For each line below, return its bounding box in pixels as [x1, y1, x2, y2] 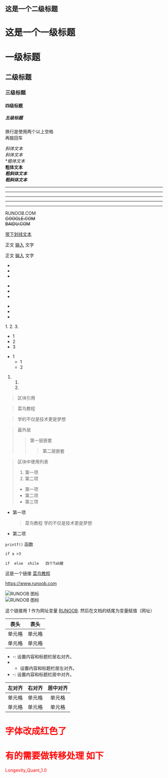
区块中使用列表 [17, 459, 48, 465]
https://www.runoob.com [5, 580, 57, 586]
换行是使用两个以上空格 [5, 128, 53, 134]
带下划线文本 [5, 231, 31, 237]
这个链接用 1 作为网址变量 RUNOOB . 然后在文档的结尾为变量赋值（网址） [5, 607, 155, 613]
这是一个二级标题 [5, 5, 58, 14]
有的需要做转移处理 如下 [5, 750, 104, 762]
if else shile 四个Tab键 [5, 561, 64, 566]
